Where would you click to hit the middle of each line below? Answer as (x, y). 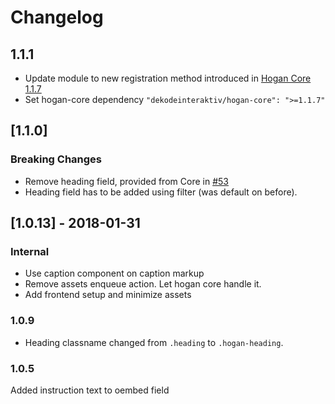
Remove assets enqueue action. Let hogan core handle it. (143, 284)
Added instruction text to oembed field (90, 390)
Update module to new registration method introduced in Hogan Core (168, 78)
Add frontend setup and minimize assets (108, 295)
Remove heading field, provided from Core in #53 (126, 181)
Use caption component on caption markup (114, 273)
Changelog (57, 17)
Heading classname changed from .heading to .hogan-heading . (154, 342)
